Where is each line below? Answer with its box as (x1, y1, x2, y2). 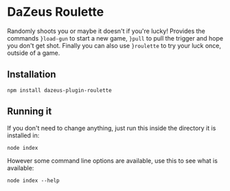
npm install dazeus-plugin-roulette (7, 87, 112, 93)
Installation (7, 69, 56, 80)
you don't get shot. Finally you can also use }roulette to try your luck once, (7, 41, 222, 49)
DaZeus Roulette (7, 4, 104, 20)
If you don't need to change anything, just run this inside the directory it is (7, 124, 216, 132)
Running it (7, 106, 52, 117)
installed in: (7, 131, 40, 139)
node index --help (7, 177, 60, 184)
